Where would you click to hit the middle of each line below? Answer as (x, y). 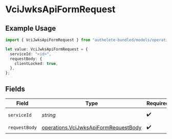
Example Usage (31, 28)
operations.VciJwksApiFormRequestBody (92, 128)
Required (158, 103)
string (49, 115)
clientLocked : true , (36, 63)
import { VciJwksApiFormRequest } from (48, 40)
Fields (15, 89)
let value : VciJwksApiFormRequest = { (47, 49)
